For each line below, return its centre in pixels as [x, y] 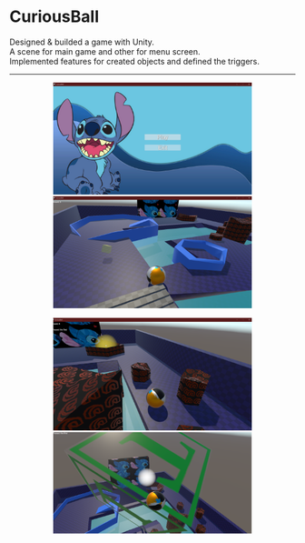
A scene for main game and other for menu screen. [105, 51]
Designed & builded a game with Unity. [82, 42]
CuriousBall [54, 17]
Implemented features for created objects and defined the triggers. [135, 61]
